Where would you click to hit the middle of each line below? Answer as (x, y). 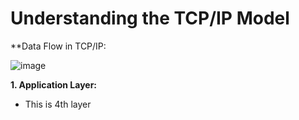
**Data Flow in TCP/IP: (58, 46)
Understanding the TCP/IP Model (150, 18)
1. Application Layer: (54, 84)
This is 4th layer (58, 104)
